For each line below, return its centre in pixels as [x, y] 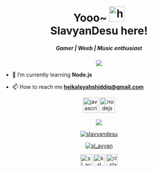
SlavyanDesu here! [99, 31]
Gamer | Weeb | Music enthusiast [99, 48]
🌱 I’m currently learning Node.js [52, 75]
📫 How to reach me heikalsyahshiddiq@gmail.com [78, 87]
